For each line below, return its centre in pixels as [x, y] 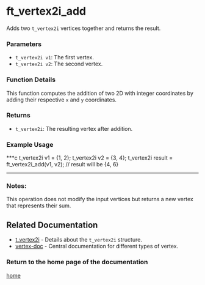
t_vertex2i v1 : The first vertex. [55, 57]
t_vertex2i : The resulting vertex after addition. [74, 128]
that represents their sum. [39, 205]
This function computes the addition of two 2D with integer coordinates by [100, 93]
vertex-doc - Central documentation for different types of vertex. [97, 246]
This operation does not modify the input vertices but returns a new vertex [100, 199]
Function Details [31, 80]
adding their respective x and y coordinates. [62, 100]
